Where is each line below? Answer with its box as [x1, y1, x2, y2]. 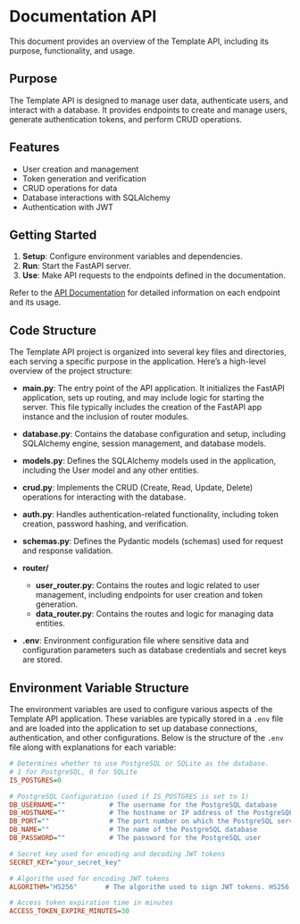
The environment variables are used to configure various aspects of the [9, 704, 273, 714]
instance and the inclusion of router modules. [21, 411, 189, 422]
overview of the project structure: [9, 365, 133, 376]
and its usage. [9, 297, 62, 307]
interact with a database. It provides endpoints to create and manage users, [9, 105, 287, 115]
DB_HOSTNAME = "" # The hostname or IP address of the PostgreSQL [9, 809, 294, 818]
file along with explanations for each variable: [9, 742, 177, 752]
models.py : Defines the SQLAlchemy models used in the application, [21, 456, 277, 466]
